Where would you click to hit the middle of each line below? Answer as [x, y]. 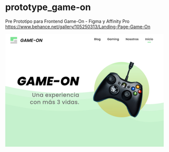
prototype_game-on [48, 7]
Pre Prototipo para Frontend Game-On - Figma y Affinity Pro [67, 21]
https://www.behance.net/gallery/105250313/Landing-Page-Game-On [78, 26]
